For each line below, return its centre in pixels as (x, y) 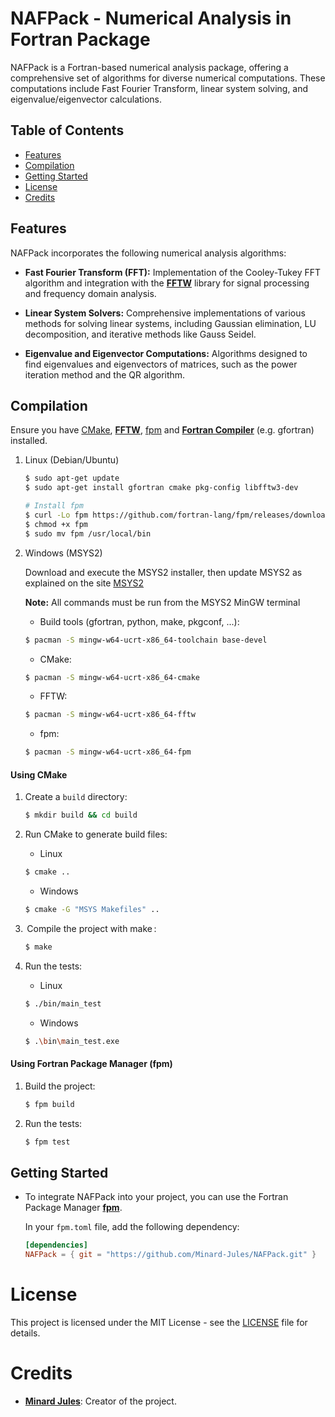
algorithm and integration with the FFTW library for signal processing (167, 283)
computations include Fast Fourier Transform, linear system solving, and (159, 88)
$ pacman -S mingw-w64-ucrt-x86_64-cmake (112, 677)
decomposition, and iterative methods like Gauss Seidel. (140, 334)
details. (25, 1333)
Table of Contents (67, 130)
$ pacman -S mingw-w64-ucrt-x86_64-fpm (108, 752)
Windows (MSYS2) (63, 553)
